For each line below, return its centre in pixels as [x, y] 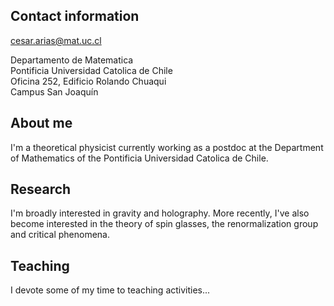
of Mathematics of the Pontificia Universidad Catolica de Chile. [139, 158]
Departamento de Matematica [72, 60]
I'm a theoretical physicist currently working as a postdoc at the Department [167, 147]
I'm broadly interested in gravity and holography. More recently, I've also [160, 213]
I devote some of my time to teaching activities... [110, 290]
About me [41, 123]
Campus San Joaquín [54, 91]
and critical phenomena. [60, 235]
